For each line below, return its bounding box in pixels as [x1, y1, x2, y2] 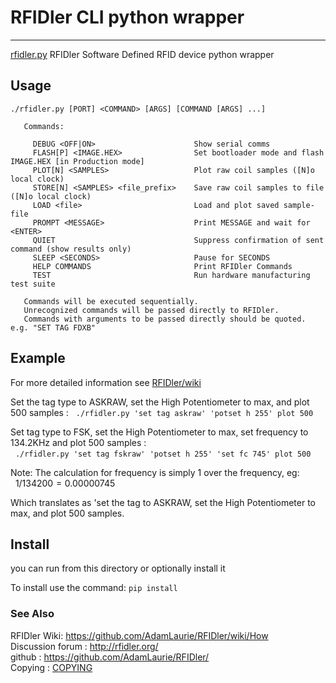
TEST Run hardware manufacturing [32, 270, 311, 280]
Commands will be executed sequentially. [23, 296, 199, 306]
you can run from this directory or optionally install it [10, 562, 226, 575]
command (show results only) [10, 244, 132, 254]
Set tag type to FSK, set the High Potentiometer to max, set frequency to [10, 426, 309, 438]
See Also [10, 607, 55, 621]
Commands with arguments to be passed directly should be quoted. [23, 314, 307, 324]
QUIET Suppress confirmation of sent [32, 235, 325, 245]
